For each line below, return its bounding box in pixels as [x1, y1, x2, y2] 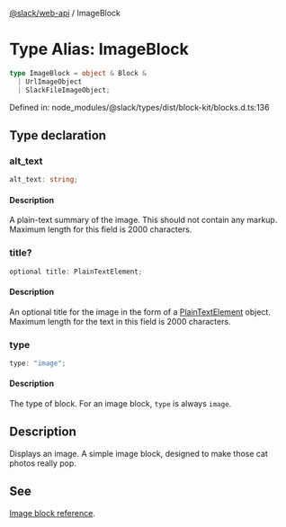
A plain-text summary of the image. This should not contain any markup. [9, 215, 278, 226]
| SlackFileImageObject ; [17, 85, 111, 94]
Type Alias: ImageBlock [9, 40, 189, 59]
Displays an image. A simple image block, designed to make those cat [9, 448, 268, 459]
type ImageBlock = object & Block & [9, 68, 147, 77]
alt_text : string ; [9, 175, 78, 184]
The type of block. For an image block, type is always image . [9, 398, 232, 409]
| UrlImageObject [17, 76, 83, 86]
